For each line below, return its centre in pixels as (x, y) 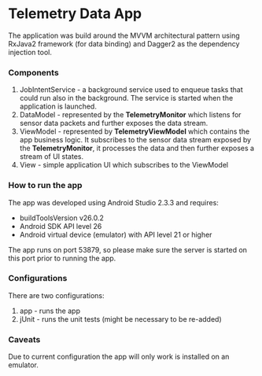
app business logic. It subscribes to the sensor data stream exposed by (135, 140)
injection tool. (30, 52)
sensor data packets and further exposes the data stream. (114, 123)
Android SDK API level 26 (61, 226)
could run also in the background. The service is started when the (126, 98)
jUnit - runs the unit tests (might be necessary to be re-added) (120, 319)
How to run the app (45, 186)
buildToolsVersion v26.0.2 (61, 218)
